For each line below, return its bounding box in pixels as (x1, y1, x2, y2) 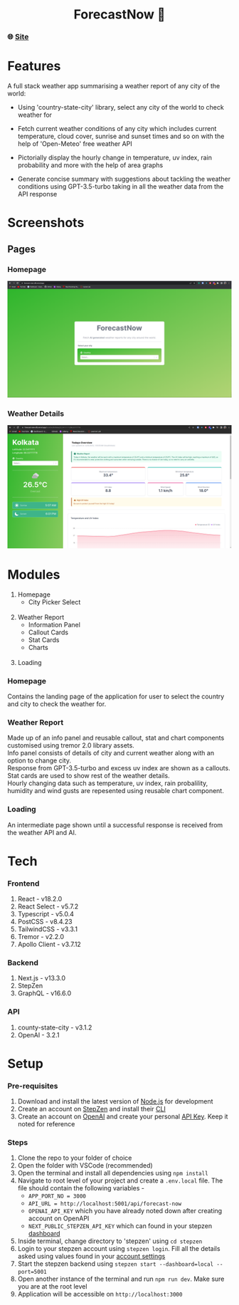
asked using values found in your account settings (17, 1252, 166, 1261)
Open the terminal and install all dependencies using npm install (17, 1169, 208, 1178)
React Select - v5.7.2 (17, 902, 79, 911)
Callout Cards (28, 628, 69, 636)
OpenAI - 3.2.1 (17, 1030, 60, 1039)
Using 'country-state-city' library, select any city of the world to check (17, 103, 224, 112)
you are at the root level (17, 1282, 87, 1291)
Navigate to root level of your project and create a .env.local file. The (17, 1176, 223, 1185)
